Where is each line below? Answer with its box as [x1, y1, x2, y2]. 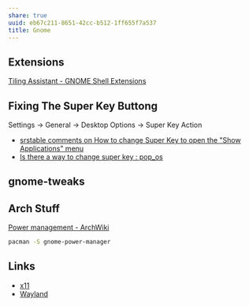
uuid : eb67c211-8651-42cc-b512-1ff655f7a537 [8, 19, 157, 27]
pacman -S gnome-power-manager [8, 238, 111, 246]
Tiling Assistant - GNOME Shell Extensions [8, 76, 147, 86]
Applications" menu [19, 144, 84, 153]
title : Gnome [8, 26, 51, 34]
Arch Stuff [8, 202, 61, 215]
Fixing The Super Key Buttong [8, 99, 158, 113]
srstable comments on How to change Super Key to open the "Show [19, 136, 242, 144]
